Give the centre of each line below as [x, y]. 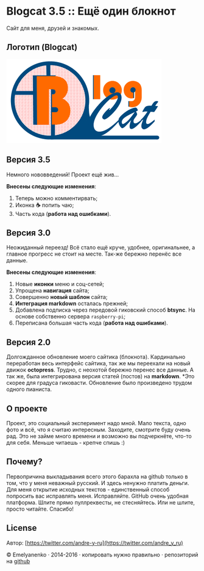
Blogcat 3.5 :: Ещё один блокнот [91, 11]
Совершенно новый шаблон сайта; [61, 297]
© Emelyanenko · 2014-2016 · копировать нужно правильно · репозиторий [102, 555]
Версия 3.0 [28, 233]
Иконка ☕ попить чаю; [44, 205]
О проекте [27, 408]
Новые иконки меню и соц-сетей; [60, 284]
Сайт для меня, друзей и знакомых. [53, 28]
